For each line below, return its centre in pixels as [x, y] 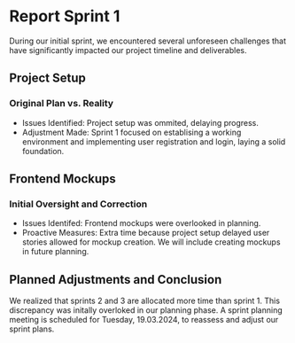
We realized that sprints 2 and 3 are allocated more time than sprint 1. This [145, 301]
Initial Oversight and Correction [78, 204]
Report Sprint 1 [65, 16]
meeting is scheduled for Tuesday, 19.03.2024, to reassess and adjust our [144, 320]
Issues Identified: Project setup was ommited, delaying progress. [140, 122]
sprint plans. [32, 329]
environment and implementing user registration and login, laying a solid [154, 141]
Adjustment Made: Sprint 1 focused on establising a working [132, 132]
